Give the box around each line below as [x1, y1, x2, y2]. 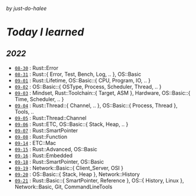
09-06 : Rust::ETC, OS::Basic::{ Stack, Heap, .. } [14, 121, 128, 128]
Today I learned [6, 25, 84, 38]
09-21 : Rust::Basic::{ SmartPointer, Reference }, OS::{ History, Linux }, [14, 177, 184, 184]
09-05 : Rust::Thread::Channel [14, 114, 87, 121]
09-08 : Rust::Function [14, 133, 68, 140]
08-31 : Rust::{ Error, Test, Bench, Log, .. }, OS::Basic [14, 71, 141, 78]
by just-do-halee [6, 5, 47, 12]
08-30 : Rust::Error [14, 64, 59, 71]
